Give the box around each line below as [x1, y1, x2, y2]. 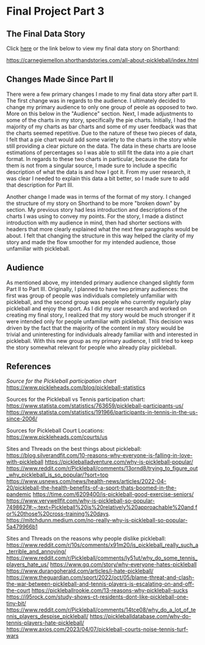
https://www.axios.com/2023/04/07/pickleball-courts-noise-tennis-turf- [6, 625, 189, 633]
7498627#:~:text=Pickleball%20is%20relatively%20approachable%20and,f [6, 503, 198, 511]
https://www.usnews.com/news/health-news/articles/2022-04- [6, 478, 167, 485]
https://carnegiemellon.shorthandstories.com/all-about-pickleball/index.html [6, 57, 199, 63]
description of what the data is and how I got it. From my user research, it [6, 168, 191, 175]
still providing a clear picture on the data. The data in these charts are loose [6, 142, 196, 150]
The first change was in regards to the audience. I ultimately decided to [6, 96, 186, 104]
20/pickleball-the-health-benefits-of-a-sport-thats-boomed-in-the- [6, 484, 177, 492]
